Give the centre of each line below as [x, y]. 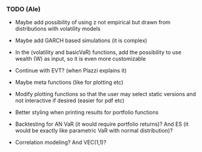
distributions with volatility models [58, 29]
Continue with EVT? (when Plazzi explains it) [71, 71]
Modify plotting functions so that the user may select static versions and [105, 94]
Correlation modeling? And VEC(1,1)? [61, 142]
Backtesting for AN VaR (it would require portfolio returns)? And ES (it [102, 124]
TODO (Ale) [24, 9]
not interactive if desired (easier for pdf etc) [70, 101]
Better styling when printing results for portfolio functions [87, 112]
